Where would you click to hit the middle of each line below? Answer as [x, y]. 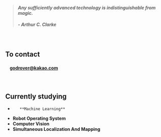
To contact [23, 54]
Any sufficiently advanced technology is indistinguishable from [87, 8]
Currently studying [36, 96]
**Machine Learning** [42, 109]
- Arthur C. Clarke [37, 25]
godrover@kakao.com [34, 68]
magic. [25, 13]
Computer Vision [31, 124]
